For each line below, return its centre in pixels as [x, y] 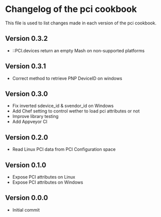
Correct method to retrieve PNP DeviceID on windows [67, 78]
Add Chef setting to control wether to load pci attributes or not [76, 111]
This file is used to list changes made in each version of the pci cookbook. [81, 23]
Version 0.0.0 [27, 198]
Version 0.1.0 [26, 165]
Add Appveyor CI [30, 122]
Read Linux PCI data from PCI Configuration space [64, 149]
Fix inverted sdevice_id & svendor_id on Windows [63, 106]
